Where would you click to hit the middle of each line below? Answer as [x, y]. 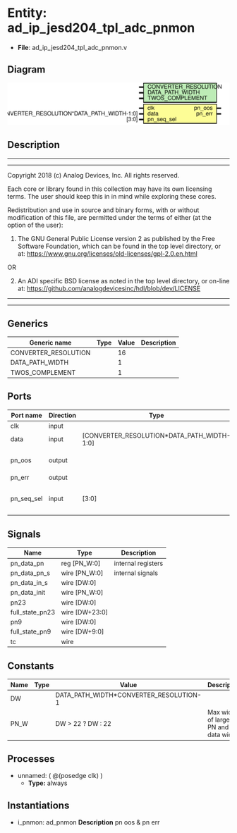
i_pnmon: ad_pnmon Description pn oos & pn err [89, 822]
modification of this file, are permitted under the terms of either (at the [109, 217]
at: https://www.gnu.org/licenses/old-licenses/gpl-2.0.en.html [107, 253]
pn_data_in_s [29, 583]
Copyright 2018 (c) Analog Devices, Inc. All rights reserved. [93, 175]
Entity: [27, 13]
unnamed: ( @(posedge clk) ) [60, 776]
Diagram [26, 69]
